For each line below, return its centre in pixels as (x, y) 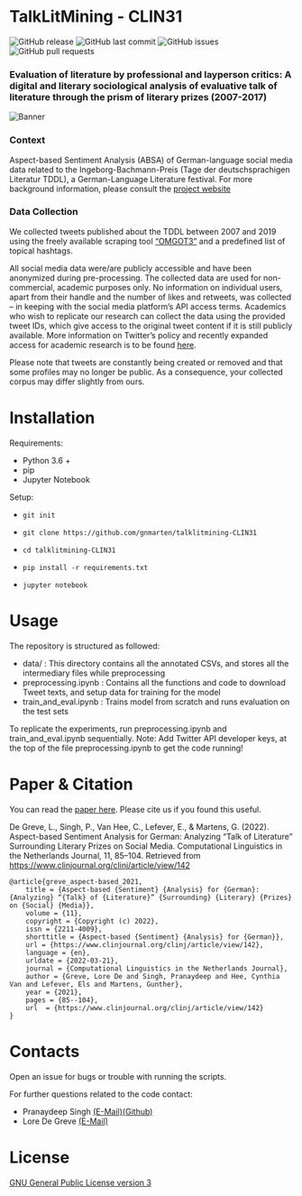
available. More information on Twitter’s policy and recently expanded (139, 335)
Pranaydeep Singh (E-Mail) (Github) (87, 1111)
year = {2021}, (54, 992)
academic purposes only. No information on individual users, (170, 287)
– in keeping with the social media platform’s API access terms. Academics (148, 306)
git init (39, 515)
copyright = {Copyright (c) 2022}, (92, 921)
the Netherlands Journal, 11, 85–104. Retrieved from (105, 855)
